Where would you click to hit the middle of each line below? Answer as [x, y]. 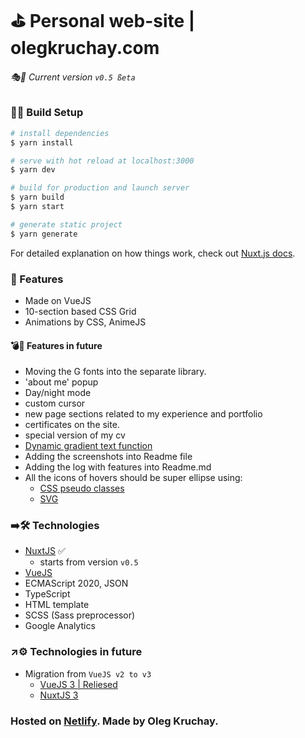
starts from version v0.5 [89, 562]
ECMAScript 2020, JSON [76, 583]
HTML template [57, 605]
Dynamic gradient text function [88, 446]
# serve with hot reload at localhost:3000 [102, 161]
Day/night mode [58, 393]
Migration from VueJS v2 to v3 [88, 673]
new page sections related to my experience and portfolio [143, 414]
